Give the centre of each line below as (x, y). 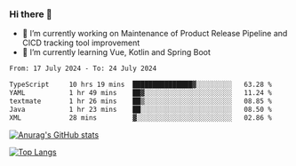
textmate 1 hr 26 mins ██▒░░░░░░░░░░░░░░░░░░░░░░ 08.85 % (141, 101)
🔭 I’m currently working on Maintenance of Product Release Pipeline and (155, 34)
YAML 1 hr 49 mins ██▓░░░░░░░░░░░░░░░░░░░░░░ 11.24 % (141, 93)
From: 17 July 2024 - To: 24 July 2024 (83, 69)
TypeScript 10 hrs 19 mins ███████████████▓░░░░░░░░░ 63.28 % (141, 85)
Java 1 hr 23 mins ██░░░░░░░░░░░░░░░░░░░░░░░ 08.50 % (141, 109)
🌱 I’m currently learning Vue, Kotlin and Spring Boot (116, 52)
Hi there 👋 (31, 14)
